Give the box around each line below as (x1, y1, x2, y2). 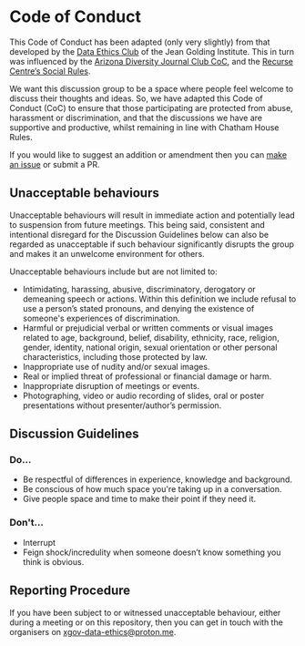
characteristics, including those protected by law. (22, 351, 208, 362)
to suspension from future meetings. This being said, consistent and (9, 219, 266, 230)
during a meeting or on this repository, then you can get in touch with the (9, 617, 284, 628)
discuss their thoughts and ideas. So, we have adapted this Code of (9, 93, 263, 104)
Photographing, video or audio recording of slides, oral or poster (22, 390, 265, 401)
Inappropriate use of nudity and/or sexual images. (22, 361, 210, 372)
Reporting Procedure (9, 583, 131, 599)
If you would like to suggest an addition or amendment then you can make (9, 149, 288, 160)
